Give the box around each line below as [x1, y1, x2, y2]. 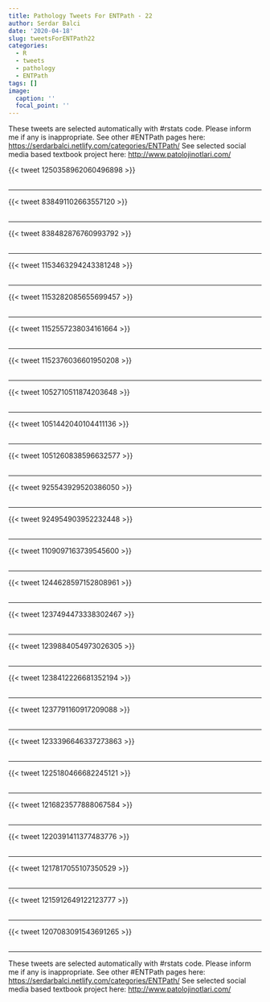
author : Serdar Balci [8, 19, 81, 27]
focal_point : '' [15, 102, 70, 110]
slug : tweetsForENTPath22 [8, 34, 95, 43]
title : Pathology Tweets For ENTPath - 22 [8, 11, 153, 20]
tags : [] [8, 79, 38, 87]
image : [8, 86, 31, 95]
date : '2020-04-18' [8, 27, 74, 35]
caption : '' [15, 94, 56, 102]
